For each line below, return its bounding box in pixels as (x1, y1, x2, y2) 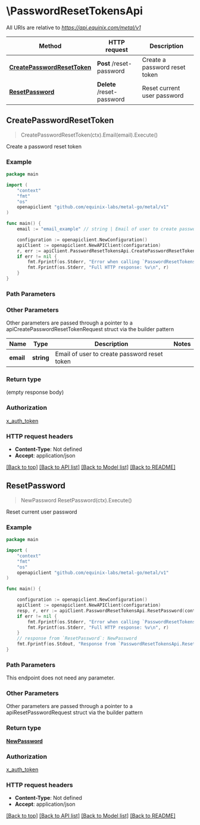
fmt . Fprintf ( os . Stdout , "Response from (17, 641, 116, 647)
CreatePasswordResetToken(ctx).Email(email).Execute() (20, 131, 158, 138)
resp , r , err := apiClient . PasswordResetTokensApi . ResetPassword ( (17, 607, 185, 614)
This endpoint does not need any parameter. (6, 674, 115, 681)
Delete (97, 80, 116, 88)
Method (39, 42, 62, 50)
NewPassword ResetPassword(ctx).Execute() (20, 496, 132, 503)
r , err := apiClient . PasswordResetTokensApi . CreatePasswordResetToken (17, 248, 196, 254)
